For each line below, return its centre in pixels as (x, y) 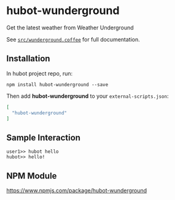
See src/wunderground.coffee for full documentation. (73, 39)
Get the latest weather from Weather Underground (70, 28)
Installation (28, 59)
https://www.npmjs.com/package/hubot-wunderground (77, 191)
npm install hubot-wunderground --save (57, 84)
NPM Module (32, 176)
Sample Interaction (44, 137)
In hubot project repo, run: (40, 73)
